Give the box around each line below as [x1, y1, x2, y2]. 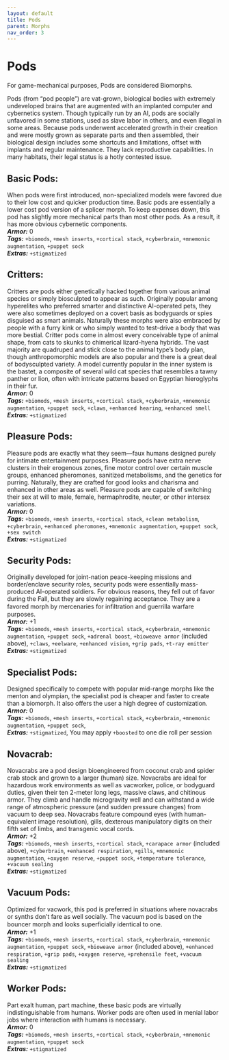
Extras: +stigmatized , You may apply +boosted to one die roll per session [7, 728, 212, 737]
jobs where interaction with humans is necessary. [7, 1015, 147, 1024]
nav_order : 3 [7, 29, 44, 36]
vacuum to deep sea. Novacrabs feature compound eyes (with [7, 810, 183, 819]
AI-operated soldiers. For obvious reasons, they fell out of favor [36, 587, 215, 596]
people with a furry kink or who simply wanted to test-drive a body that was [7, 323, 221, 332]
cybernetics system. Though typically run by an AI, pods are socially [7, 109, 200, 117]
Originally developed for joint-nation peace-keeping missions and [7, 573, 192, 581]
